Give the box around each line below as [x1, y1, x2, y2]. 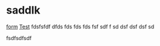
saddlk [6, 4, 41, 17]
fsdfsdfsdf [6, 34, 32, 41]
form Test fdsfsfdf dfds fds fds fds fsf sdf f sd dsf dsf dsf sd [6, 23, 155, 30]
